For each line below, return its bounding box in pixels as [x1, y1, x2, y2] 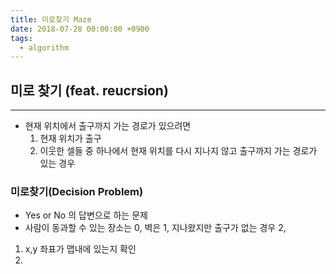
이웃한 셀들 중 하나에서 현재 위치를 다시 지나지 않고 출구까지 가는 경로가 [39, 145, 318, 157]
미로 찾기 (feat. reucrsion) [10, 82, 169, 99]
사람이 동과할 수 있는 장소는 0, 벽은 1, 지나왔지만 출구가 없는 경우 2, [24, 222, 287, 234]
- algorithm [19, 42, 70, 53]
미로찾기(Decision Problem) [10, 184, 144, 198]
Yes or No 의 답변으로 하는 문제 [24, 209, 148, 221]
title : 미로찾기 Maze [10, 14, 92, 25]
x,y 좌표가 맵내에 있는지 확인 [24, 243, 137, 255]
